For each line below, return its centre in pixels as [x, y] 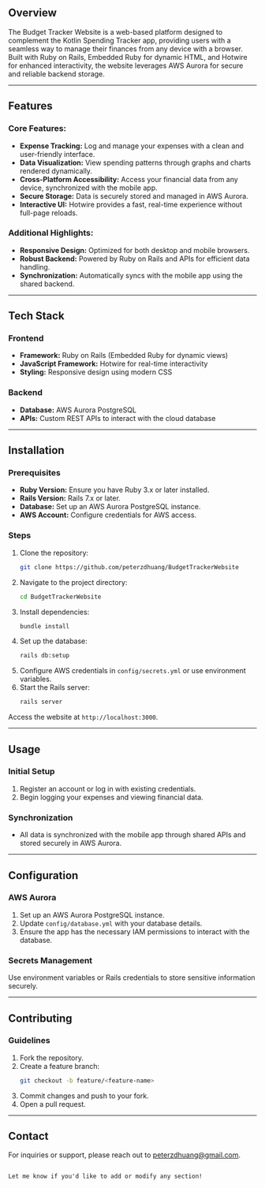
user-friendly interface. [57, 154]
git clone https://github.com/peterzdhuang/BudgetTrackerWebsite [129, 567]
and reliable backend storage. [56, 73]
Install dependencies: [54, 612]
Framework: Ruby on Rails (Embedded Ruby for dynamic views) [124, 356]
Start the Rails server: [55, 687]
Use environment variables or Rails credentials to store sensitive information [132, 978]
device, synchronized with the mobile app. [88, 188]
